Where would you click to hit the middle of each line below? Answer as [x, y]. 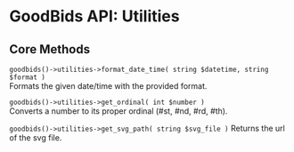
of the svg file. [36, 138]
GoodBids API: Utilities [94, 16]
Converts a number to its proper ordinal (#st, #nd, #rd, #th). [118, 111]
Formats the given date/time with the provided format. [108, 86]
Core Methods [50, 49]
